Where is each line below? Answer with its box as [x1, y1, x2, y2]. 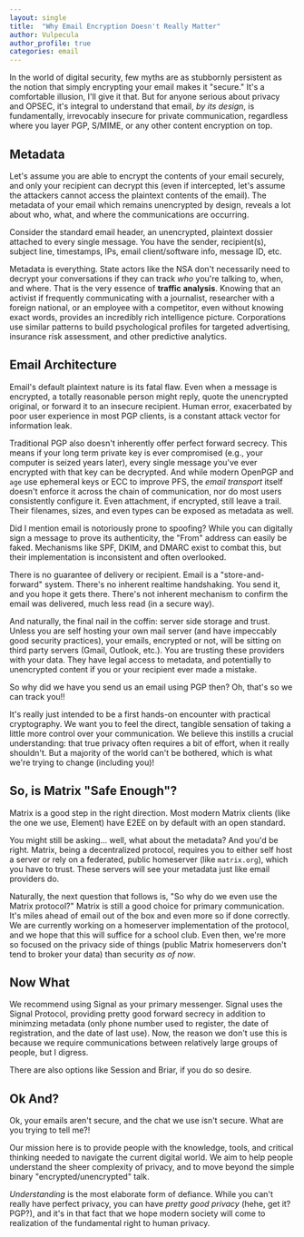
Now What [9, 975, 71, 990]
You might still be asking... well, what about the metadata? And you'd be [9, 834, 279, 845]
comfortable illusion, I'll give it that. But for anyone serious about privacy [9, 92, 280, 103]
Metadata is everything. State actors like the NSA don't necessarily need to [9, 263, 290, 274]
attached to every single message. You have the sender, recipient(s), [9, 236, 267, 247]
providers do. [9, 873, 60, 884]
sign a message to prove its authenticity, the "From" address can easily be [9, 532, 288, 543]
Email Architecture [9, 358, 117, 373]
